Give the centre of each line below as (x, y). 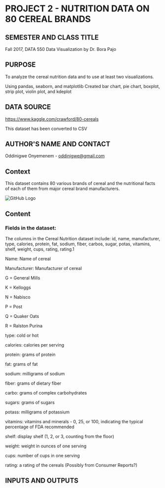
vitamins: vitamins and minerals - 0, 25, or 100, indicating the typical (74, 421)
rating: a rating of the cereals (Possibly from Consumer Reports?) (71, 465)
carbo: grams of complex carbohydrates (46, 393)
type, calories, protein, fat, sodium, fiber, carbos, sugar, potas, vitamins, (78, 244)
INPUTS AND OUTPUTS (42, 481)
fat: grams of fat (21, 364)
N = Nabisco (18, 297)
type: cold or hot (22, 335)
